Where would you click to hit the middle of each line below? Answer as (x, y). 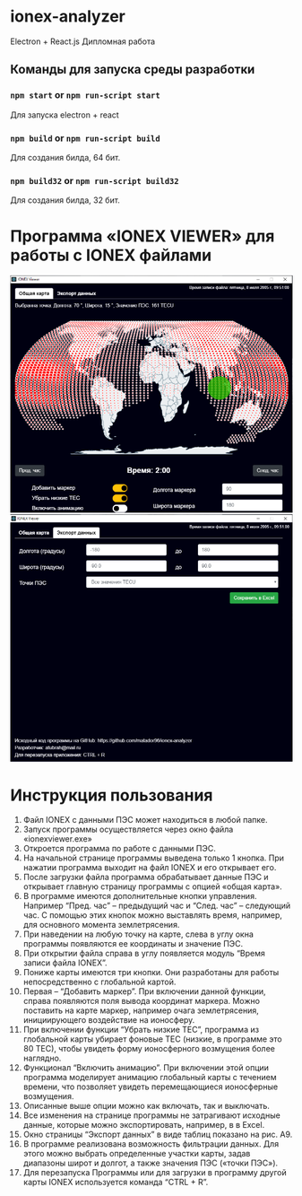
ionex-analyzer (68, 17)
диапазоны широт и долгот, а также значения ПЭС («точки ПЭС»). (151, 1163)
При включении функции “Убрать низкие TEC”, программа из (141, 1030)
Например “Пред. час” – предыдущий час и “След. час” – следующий (157, 906)
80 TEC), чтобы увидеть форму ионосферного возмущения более (149, 1049)
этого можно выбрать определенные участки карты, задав (137, 1154)
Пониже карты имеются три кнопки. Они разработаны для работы (151, 973)
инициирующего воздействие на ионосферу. (109, 1020)
